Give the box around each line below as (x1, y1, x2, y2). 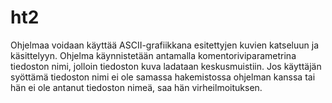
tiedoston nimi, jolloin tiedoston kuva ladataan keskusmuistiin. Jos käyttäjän (10, 60, 322, 72)
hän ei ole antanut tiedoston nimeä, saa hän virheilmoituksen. (10, 81, 263, 93)
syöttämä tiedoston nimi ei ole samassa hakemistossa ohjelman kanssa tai (10, 71, 316, 83)
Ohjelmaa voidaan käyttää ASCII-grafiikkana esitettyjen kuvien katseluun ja (10, 39, 319, 51)
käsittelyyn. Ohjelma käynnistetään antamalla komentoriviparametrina (10, 49, 297, 61)
